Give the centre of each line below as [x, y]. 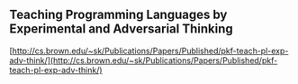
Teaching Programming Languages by [118, 15]
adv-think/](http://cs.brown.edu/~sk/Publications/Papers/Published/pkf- [144, 60]
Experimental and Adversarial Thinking [122, 29]
